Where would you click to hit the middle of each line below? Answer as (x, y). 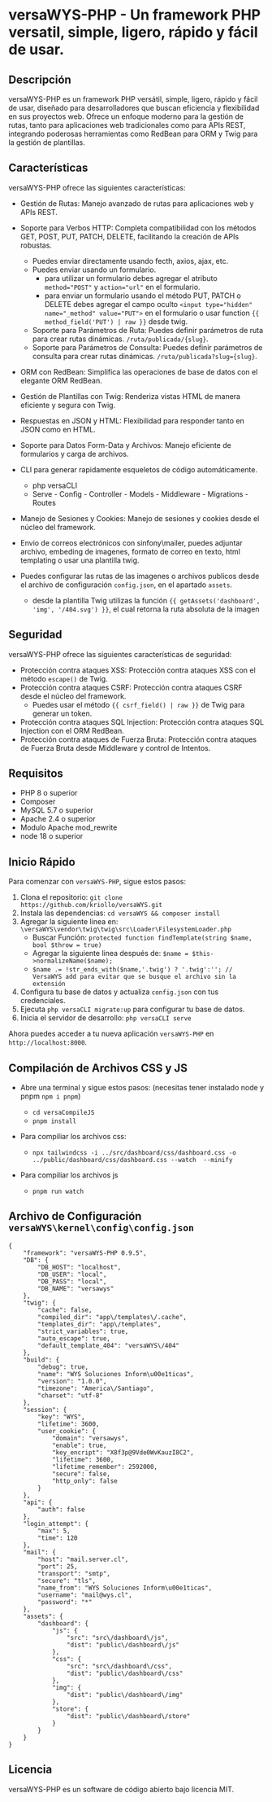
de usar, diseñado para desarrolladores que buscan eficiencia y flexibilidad (134, 108)
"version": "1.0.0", (72, 1381)
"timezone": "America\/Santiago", (96, 1388)
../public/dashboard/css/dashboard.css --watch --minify (132, 1160)
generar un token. (62, 713)
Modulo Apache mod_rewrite (69, 827)
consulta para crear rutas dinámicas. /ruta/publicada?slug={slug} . (145, 356)
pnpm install (54, 1121)
